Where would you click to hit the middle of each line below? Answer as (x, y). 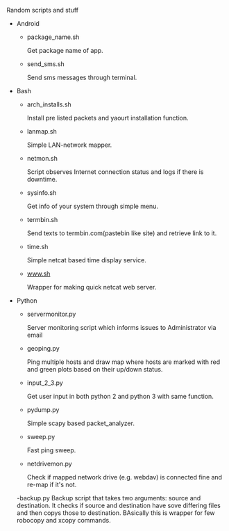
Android (28, 23)
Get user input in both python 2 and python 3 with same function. (120, 396)
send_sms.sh (46, 64)
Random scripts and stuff (43, 10)
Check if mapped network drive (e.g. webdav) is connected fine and (125, 477)
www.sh (39, 274)
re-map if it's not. (52, 484)
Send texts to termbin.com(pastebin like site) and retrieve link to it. (122, 233)
